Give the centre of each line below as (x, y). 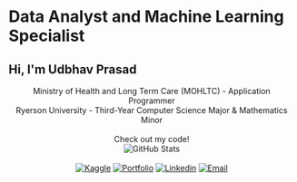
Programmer (152, 101)
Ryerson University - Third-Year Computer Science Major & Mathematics (152, 110)
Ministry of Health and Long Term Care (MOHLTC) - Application (152, 91)
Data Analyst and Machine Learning (146, 17)
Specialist (47, 36)
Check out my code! (152, 139)
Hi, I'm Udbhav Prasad (73, 69)
